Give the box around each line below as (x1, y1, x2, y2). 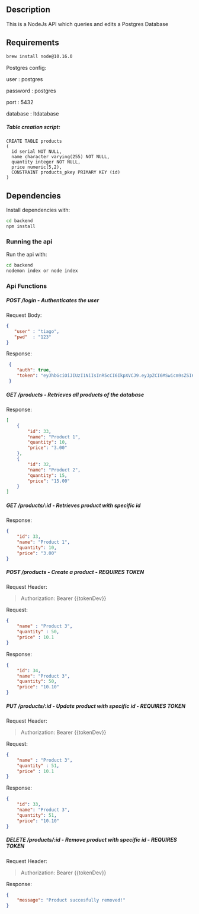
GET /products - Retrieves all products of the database (6, 391, 145, 398)
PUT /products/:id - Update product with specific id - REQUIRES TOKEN (6, 702, 185, 710)
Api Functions (6, 282, 47, 290)
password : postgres (6, 87, 56, 94)
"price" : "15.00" (27, 478, 70, 484)
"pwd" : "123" (14, 334, 52, 340)
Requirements (6, 38, 59, 48)
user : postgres (6, 75, 43, 82)
